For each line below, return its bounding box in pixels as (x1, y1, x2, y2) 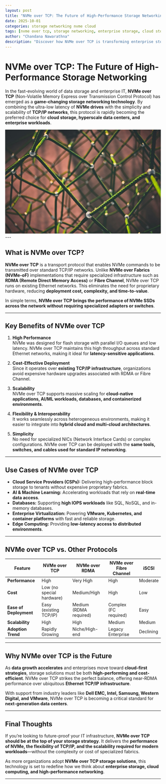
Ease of (7, 604, 23, 610)
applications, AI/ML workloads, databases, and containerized (12, 396, 142, 402)
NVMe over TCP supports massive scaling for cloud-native (12, 391, 133, 397)
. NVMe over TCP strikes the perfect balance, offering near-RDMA (23, 676, 157, 682)
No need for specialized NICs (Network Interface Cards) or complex (12, 436, 151, 442)
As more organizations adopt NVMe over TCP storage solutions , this (5, 758, 146, 764)
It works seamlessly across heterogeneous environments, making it (12, 416, 150, 422)
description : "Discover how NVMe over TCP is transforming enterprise (5, 40, 154, 45)
